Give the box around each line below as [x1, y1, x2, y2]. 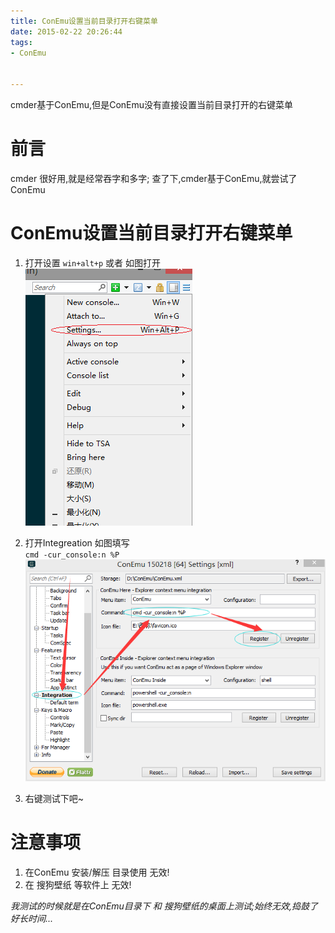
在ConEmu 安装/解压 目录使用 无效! [24, 866, 170, 878]
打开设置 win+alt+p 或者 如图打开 [24, 256, 162, 269]
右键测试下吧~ [24, 792, 85, 804]
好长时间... [10, 912, 54, 924]
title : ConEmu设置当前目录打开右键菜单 [10, 16, 158, 26]
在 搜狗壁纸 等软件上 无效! [24, 878, 132, 890]
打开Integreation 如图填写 [24, 536, 130, 549]
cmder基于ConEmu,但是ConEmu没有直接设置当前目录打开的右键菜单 [10, 99, 293, 110]
